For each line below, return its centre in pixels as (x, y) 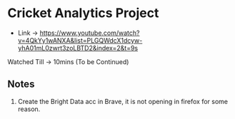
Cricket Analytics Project (83, 13)
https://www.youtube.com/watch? (90, 33)
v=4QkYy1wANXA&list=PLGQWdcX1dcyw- (80, 40)
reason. (29, 109)
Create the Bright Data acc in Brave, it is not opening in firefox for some (123, 101)
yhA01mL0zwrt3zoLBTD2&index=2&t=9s (77, 48)
